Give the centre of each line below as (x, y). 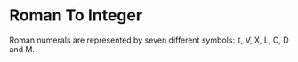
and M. (22, 49)
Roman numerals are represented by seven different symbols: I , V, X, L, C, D (149, 40)
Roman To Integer (76, 15)
